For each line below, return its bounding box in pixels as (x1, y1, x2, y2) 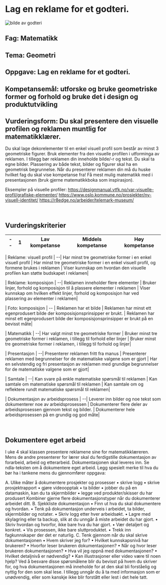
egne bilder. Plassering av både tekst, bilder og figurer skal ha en (5, 161, 138, 167)
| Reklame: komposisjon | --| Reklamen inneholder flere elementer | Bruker (5, 280, 157, 286)
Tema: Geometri (5, 51, 56, 59)
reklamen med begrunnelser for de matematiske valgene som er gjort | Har (5, 356, 158, 362)
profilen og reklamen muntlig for (5, 125, 107, 133)
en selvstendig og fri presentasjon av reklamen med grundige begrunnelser (5, 361, 159, 367)
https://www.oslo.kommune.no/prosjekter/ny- (58, 192, 152, 198)
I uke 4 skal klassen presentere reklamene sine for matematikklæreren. (5, 449, 149, 455)
